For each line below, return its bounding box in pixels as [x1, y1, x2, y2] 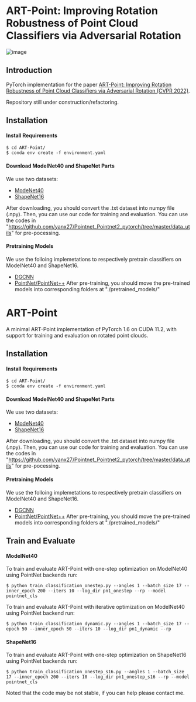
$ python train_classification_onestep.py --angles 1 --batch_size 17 [6, 583, 182, 589]
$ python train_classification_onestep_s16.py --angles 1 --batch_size [6, 669, 184, 675]
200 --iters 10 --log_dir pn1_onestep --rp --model [37, 588, 166, 594]
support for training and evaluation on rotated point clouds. [6, 332, 149, 339]
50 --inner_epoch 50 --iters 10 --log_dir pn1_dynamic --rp [21, 626, 171, 632]
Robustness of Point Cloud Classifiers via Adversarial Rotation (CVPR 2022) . [6, 87, 190, 94]
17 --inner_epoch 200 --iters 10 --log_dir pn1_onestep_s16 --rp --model [6, 674, 190, 680]
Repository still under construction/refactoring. [6, 98, 119, 105]
